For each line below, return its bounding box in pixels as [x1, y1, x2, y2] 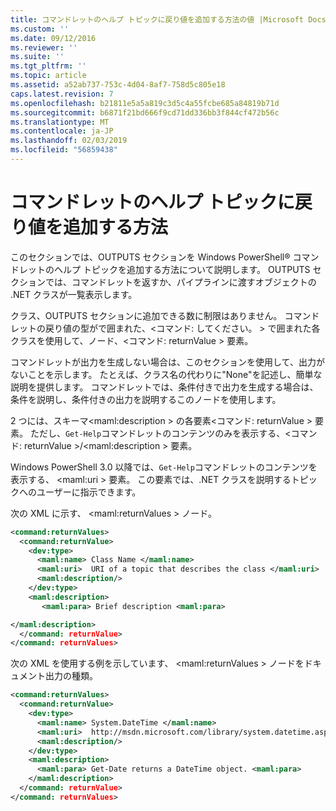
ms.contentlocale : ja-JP [10, 126, 114, 136]
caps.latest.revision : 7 [10, 89, 114, 99]
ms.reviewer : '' [10, 42, 78, 53]
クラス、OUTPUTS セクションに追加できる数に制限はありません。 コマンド [10, 309, 320, 321]
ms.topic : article [10, 71, 87, 81]
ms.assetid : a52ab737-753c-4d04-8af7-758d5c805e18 [10, 80, 226, 90]
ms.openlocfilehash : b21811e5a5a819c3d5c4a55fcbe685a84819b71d [10, 98, 280, 108]
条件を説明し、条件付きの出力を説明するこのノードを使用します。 [10, 393, 282, 405]
